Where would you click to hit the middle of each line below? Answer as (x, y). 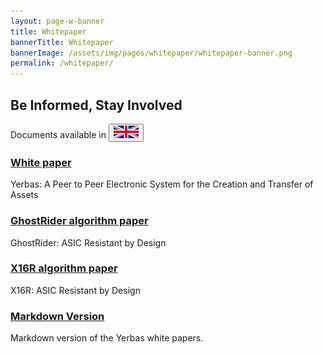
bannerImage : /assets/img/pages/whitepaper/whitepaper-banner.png (151, 53)
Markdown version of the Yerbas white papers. (107, 338)
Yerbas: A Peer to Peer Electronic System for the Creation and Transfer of (162, 184)
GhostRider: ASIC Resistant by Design (88, 242)
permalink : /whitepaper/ (62, 63)
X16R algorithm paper (64, 268)
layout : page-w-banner (57, 21)
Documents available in (58, 134)
